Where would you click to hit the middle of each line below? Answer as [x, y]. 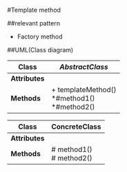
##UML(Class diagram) [40, 50]
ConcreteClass [76, 127]
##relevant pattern [34, 23]
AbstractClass [84, 67]
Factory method [40, 36]
